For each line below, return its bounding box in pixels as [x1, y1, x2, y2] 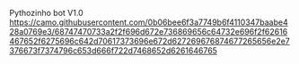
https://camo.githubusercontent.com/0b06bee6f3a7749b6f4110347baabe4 [9, 17, 289, 28]
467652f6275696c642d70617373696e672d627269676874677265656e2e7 [9, 36, 290, 46]
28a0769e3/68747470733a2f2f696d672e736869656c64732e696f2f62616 [9, 27, 288, 36]
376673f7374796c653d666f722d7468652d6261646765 [9, 45, 218, 56]
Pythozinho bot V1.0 [9, 8, 84, 18]
